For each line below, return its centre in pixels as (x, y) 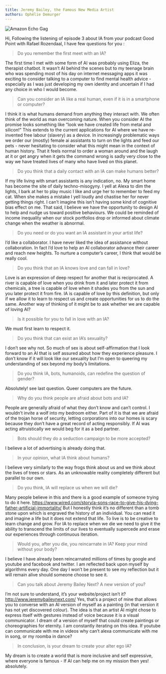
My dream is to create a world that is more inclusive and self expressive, (79, 656)
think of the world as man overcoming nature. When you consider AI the (79, 119)
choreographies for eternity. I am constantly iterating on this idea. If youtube (83, 626)
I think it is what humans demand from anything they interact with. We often (82, 114)
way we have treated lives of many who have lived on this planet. (71, 161)
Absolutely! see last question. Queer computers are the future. (69, 388)
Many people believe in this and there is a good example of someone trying (82, 497)
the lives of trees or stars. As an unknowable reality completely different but (83, 472)
